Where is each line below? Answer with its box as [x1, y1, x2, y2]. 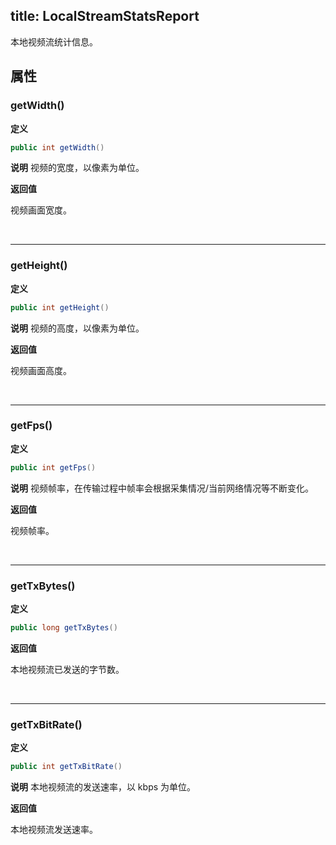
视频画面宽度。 [10, 204, 72, 216]
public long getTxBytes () [10, 623, 118, 633]
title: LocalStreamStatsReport [10, 8, 200, 25]
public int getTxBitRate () [10, 762, 123, 772]
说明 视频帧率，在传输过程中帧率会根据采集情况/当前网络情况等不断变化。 [10, 482, 314, 494]
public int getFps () [10, 462, 97, 473]
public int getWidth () [10, 142, 105, 153]
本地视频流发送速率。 [10, 824, 98, 836]
